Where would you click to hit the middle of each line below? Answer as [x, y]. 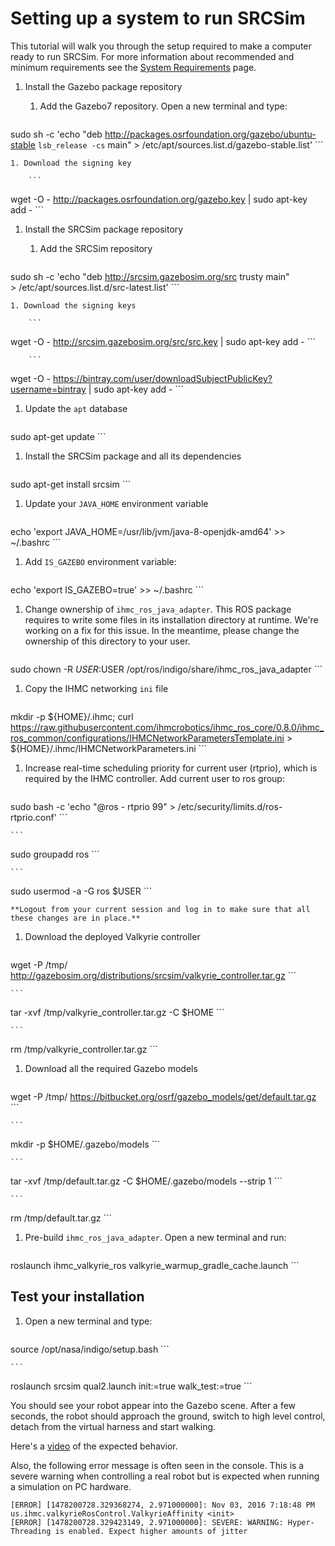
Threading [31, 1531]
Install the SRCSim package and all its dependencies [133, 456]
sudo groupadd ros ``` [55, 854]
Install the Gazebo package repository [103, 86]
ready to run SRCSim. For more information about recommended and [152, 56]
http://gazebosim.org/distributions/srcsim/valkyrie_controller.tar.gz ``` [153, 975]
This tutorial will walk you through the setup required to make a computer [161, 46]
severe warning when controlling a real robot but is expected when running [165, 1476]
